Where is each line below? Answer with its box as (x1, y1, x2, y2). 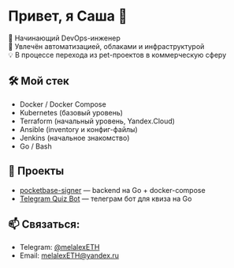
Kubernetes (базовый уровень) (19, 108, 124, 117)
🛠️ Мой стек (8, 74, 69, 88)
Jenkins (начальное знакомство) (19, 133, 130, 142)
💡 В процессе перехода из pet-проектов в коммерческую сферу (8, 50, 227, 59)
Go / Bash (19, 142, 53, 151)
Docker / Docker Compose (19, 99, 106, 109)
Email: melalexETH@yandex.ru (19, 251, 120, 260)
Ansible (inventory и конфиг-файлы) (19, 124, 138, 134)
